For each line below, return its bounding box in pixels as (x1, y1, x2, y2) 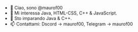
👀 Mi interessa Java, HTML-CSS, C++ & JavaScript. (10, 10, 117, 16)
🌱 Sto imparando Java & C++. (10, 15, 72, 21)
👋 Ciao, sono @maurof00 (10, 5, 63, 10)
